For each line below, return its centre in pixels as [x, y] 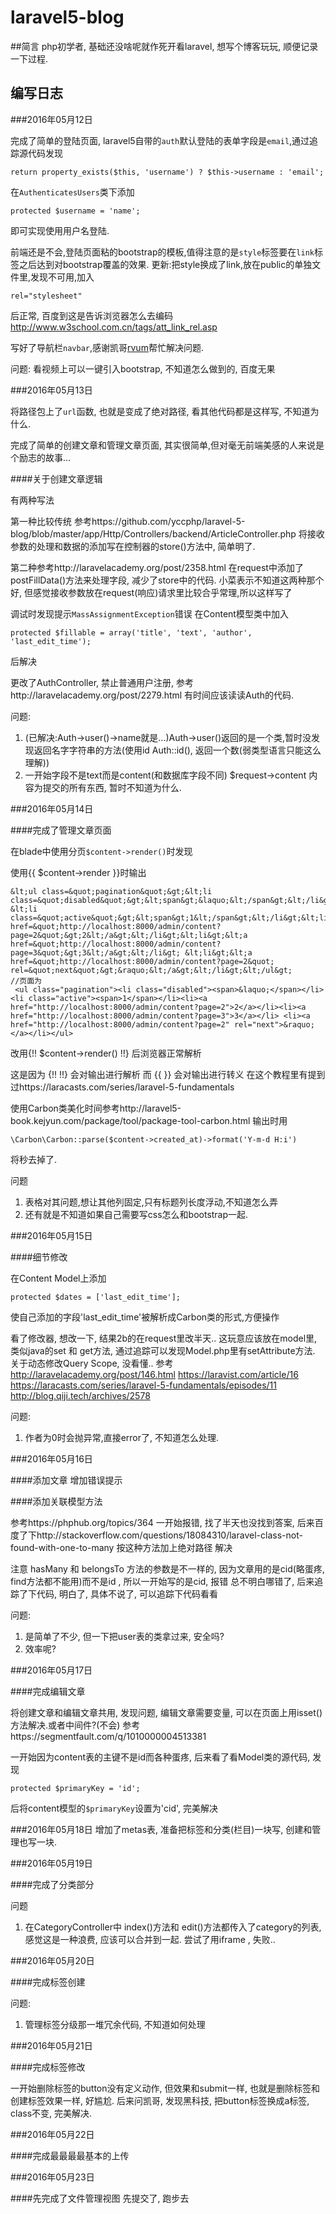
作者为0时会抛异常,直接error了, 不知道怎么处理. [122, 1437]
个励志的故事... [41, 457]
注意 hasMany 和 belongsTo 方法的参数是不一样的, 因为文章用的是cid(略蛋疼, [167, 1568]
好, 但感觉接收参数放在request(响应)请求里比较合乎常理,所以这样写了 [151, 592]
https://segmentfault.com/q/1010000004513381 [108, 1736]
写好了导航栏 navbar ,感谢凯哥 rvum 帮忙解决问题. [107, 347]
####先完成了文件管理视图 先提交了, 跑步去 [100, 2198]
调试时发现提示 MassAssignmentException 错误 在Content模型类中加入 [149, 613]
